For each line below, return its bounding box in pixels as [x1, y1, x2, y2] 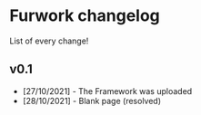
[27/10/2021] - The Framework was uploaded [22, 85, 193, 96]
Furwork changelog [9, 5, 161, 26]
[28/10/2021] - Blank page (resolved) [22, 95, 162, 106]
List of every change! [9, 35, 89, 46]
